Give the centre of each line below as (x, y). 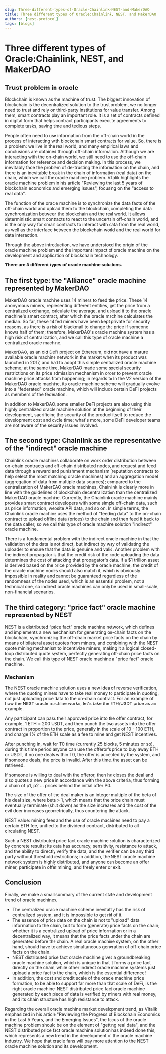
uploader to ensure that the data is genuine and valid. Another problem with (82, 549)
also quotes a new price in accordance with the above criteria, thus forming (82, 780)
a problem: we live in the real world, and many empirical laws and (72, 146)
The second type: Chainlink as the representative (83, 441)
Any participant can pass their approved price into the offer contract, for (79, 718)
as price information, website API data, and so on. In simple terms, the (77, 508)
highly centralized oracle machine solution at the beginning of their (74, 409)
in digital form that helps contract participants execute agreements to (76, 121)
